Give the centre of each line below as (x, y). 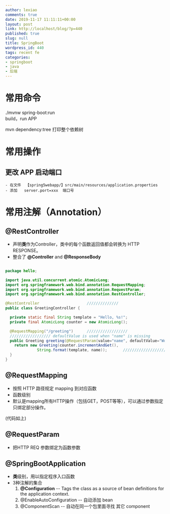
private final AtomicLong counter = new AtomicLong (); (69, 322)
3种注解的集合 (27, 483)
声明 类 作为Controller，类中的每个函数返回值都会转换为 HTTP (76, 244)
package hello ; (21, 271)
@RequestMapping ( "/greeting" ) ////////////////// (69, 331)
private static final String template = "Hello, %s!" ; (69, 318)
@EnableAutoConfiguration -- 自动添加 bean (66, 500)
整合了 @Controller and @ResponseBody (57, 257)
